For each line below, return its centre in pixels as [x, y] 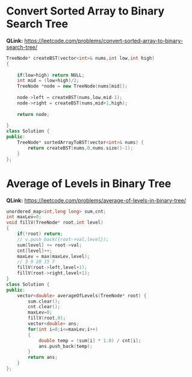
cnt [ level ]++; [35, 251]
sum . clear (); [44, 301]
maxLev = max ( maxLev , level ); [54, 256]
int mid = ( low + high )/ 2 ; [48, 81]
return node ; [33, 114]
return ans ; [43, 358]
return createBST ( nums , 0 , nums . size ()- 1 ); [81, 148]
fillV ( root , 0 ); [47, 318]
